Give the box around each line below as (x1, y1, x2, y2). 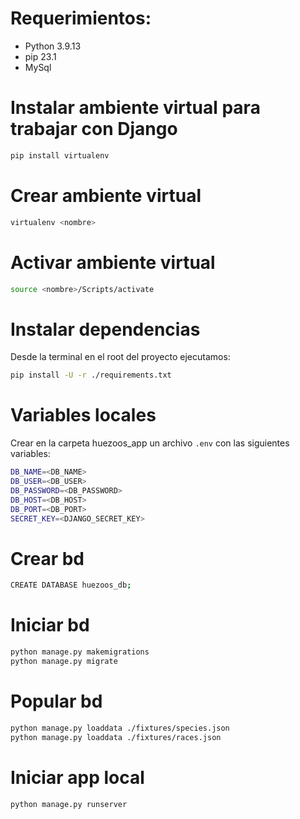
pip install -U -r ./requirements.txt (10, 370, 172, 381)
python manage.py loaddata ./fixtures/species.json (10, 723, 230, 733)
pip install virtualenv (10, 150, 110, 161)
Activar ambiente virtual (10, 251, 216, 274)
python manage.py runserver (10, 799, 128, 809)
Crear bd (10, 547, 85, 570)
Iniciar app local (10, 766, 145, 789)
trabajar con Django (10, 118, 178, 141)
